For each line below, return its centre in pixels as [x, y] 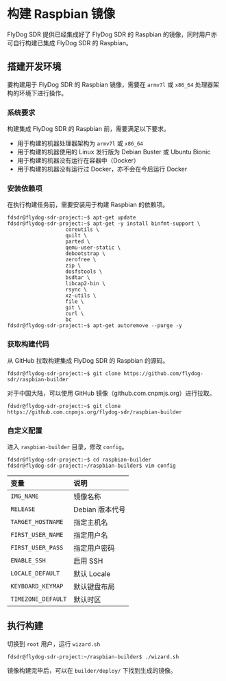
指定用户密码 [94, 548]
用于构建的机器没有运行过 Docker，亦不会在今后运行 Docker [102, 169]
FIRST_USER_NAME [37, 535]
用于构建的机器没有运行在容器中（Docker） [78, 160]
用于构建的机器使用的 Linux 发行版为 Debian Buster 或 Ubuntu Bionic [114, 152]
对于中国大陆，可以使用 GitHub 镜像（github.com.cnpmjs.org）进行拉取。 [111, 393]
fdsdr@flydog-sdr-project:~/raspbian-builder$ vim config [91, 466]
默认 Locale [92, 573]
